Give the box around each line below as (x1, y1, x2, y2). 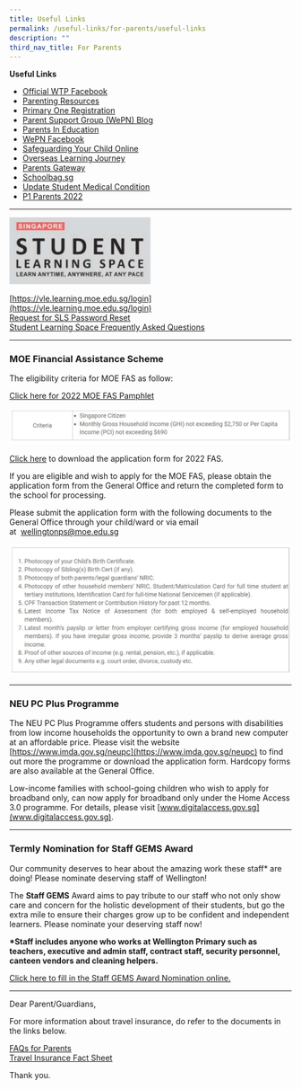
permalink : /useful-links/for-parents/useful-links (9, 23, 206, 33)
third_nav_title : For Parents (9, 43, 123, 52)
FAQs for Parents (9, 1042, 72, 1053)
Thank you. (9, 1069, 51, 1080)
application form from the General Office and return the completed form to (9, 481, 284, 491)
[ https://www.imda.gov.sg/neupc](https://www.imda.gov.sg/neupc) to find (9, 747, 284, 757)
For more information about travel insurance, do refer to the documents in (9, 1015, 281, 1026)
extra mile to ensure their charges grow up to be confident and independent (9, 908, 289, 920)
